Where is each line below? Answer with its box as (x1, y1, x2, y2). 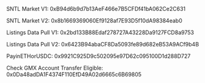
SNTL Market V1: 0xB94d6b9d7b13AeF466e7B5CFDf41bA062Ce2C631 (6, 5, 185, 12)
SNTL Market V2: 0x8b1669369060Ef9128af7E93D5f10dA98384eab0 (6, 17, 182, 24)
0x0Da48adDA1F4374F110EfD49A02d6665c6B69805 (6, 71, 142, 78)
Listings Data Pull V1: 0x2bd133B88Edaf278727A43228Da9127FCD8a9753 (6, 29, 195, 36)
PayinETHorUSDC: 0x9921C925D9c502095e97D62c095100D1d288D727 (6, 52, 191, 60)
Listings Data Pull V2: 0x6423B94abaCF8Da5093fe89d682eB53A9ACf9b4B (6, 41, 199, 48)
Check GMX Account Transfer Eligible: (6, 64, 103, 71)
